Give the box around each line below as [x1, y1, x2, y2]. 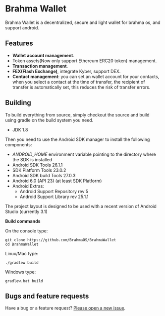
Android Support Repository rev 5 [19, 188, 89, 194]
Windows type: [5, 269, 36, 275]
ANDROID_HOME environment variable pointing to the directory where [12, 151, 156, 157]
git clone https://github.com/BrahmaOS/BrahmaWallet [5, 237, 116, 242]
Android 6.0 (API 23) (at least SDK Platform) [12, 178, 102, 184]
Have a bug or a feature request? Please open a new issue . [5, 305, 125, 311]
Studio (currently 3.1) [5, 209, 48, 214]
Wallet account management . [12, 52, 75, 58]
